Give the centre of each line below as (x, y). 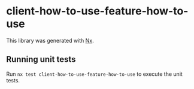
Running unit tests (41, 59)
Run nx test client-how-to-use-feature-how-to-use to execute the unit (94, 74)
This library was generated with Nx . (50, 40)
